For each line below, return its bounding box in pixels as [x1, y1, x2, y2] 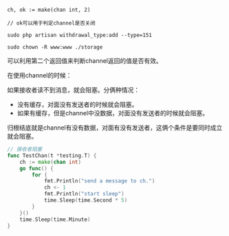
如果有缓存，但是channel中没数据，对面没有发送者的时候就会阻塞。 [17, 109, 209, 117]
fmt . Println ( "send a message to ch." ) [43, 178, 155, 185]
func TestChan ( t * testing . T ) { [7, 152, 97, 159]
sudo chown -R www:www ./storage [7, 44, 103, 51]
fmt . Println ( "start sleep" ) [43, 191, 125, 198]
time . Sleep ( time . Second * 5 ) [43, 197, 128, 204]
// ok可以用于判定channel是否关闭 [7, 20, 96, 27]
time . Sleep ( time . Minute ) [19, 216, 91, 223]
